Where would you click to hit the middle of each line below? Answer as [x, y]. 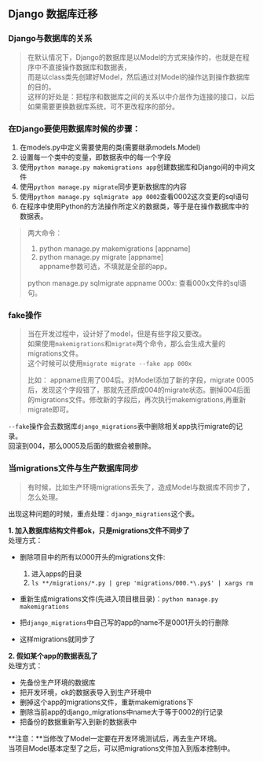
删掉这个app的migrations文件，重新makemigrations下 [106, 702]
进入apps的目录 [57, 574]
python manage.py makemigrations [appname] [115, 248]
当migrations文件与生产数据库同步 [73, 468]
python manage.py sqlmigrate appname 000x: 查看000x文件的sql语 [137, 283]
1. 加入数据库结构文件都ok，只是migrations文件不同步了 [99, 530]
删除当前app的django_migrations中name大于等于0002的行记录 [121, 711]
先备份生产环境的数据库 [57, 682]
